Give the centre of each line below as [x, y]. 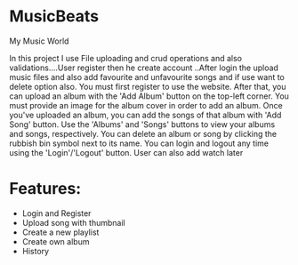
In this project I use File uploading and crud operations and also [126, 58]
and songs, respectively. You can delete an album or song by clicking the [143, 133]
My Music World [39, 41]
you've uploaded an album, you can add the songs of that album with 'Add [145, 115]
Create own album [56, 241]
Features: [45, 189]
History [36, 251]
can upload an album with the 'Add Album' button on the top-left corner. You [149, 96]
